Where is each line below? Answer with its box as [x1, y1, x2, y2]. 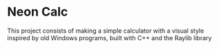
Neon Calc [7, 4, 68, 20]
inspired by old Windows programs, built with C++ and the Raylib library [7, 33, 212, 42]
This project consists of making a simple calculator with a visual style [7, 27, 204, 35]
